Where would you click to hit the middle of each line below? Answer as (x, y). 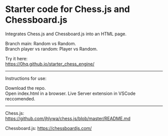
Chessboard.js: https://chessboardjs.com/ (48, 128)
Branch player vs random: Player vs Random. (51, 49)
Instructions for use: (26, 78)
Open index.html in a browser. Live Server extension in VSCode (70, 93)
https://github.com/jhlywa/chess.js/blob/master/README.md (68, 118)
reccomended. (20, 98)
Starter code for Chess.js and (67, 9)
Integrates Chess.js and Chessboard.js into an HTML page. (66, 34)
